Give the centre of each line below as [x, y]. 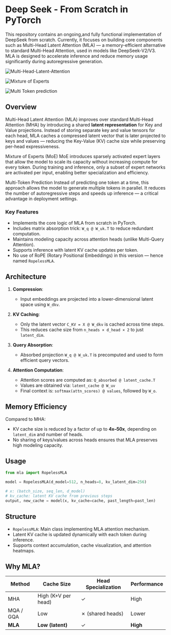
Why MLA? [23, 567]
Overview [21, 107]
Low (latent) [52, 625]
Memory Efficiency [36, 407]
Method [20, 584]
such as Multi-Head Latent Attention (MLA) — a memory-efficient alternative [85, 45]
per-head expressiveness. [33, 146]
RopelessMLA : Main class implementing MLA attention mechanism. [81, 529]
